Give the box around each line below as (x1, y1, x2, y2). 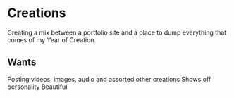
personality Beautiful (7, 82, 68, 91)
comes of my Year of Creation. (7, 35, 97, 44)
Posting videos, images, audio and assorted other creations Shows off (7, 75, 211, 83)
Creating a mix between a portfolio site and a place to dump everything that (7, 28, 227, 37)
